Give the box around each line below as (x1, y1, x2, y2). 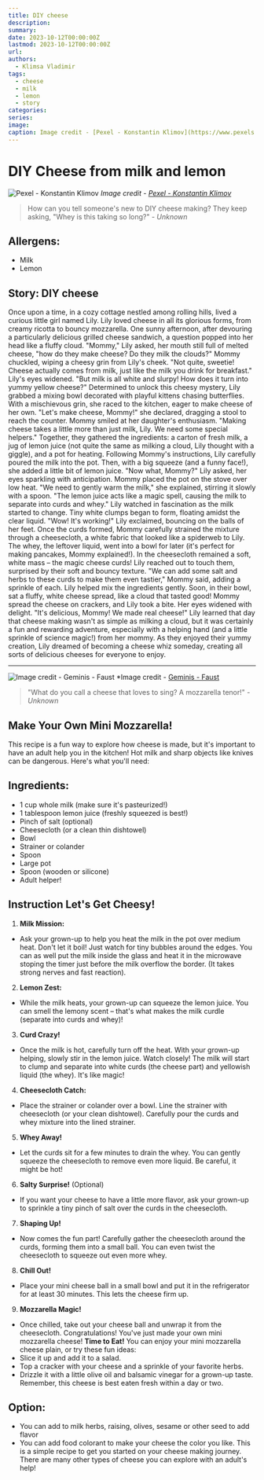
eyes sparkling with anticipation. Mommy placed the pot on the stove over (8, 475, 247, 484)
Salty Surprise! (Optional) (19, 1180, 104, 1189)
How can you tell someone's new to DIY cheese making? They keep (27, 204, 247, 213)
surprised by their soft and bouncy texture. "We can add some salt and (8, 567, 238, 576)
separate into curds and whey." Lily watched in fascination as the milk (8, 500, 234, 509)
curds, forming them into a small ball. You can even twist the (19, 1242, 215, 1251)
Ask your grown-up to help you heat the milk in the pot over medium (19, 934, 241, 943)
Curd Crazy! (19, 1030, 60, 1039)
